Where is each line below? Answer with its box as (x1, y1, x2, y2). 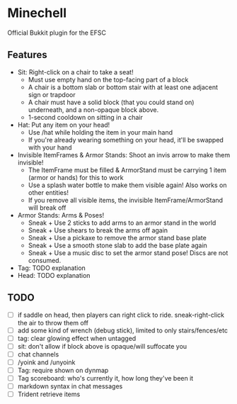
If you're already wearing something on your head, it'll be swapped (28, 135, 224, 144)
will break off (28, 203, 67, 212)
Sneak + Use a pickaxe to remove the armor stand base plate (28, 233, 207, 242)
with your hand (28, 143, 72, 152)
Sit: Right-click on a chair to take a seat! (17, 67, 134, 76)
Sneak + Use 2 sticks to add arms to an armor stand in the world (28, 218, 216, 227)
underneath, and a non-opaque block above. (28, 105, 159, 114)
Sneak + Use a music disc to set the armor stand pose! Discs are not (28, 248, 229, 257)
